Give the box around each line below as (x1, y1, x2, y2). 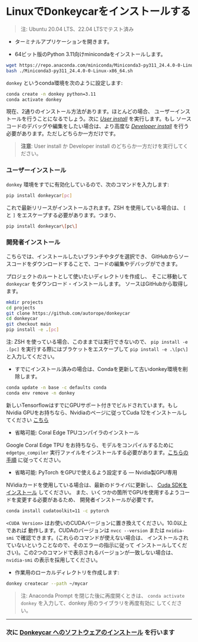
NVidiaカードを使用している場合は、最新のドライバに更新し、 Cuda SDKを (6, 481, 188, 488)
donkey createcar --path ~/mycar (6, 581, 88, 586)
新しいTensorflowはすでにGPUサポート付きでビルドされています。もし (6, 402, 178, 409)
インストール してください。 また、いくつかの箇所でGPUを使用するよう (6, 488, 180, 496)
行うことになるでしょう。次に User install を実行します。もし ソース (26, 115, 192, 122)
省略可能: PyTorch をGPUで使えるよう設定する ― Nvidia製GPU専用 (14, 468, 178, 475)
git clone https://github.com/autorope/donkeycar (6, 310, 131, 316)
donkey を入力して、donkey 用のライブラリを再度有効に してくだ (20, 599, 177, 607)
